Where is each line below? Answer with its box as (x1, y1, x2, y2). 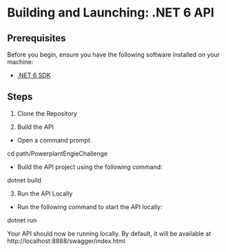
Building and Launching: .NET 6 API (7, 5, 215, 21)
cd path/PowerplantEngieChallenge (7, 149, 108, 158)
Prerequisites (7, 32, 66, 44)
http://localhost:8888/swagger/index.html (7, 236, 125, 245)
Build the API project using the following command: (17, 162, 163, 171)
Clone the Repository (17, 109, 78, 118)
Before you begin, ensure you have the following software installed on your (7, 50, 220, 59)
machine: (7, 58, 34, 66)
